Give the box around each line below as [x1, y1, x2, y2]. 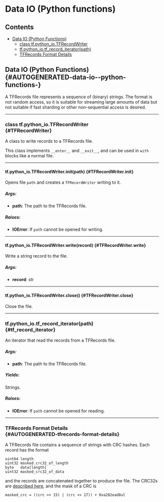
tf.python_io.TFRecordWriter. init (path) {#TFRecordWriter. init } [5, 169, 134, 175]
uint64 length [5, 457, 34, 461]
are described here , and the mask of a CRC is [5, 483, 97, 489]
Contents [5, 23, 34, 31]
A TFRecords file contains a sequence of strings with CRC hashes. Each [5, 442, 150, 448]
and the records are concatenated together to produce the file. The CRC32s [5, 478, 158, 484]
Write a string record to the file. [5, 253, 68, 259]
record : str [12, 277, 34, 283]
